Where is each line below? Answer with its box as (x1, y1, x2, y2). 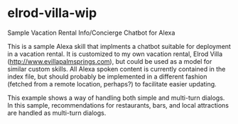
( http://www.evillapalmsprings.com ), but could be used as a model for (7, 57, 212, 65)
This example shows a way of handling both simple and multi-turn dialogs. (7, 94, 225, 102)
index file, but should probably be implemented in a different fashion (7, 72, 207, 81)
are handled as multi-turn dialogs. (7, 108, 107, 117)
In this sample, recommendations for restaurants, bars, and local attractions (7, 101, 229, 109)
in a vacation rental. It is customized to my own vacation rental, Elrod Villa (7, 50, 222, 58)
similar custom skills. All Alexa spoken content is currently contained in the (7, 64, 226, 73)
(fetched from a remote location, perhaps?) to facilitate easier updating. (7, 79, 217, 88)
